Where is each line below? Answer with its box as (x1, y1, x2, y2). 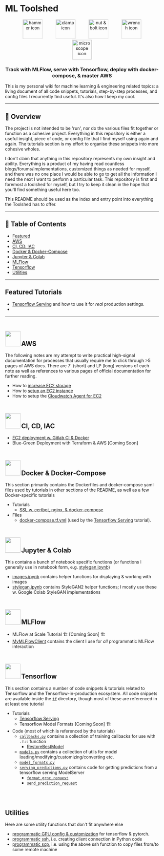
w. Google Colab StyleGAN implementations (12, 589, 101, 595)
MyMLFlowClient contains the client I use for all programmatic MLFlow (12, 638, 155, 644)
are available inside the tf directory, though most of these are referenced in (5, 695, 157, 701)
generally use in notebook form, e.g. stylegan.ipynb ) (5, 564, 111, 570)
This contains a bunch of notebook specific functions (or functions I (5, 559, 142, 564)
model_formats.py (19, 760, 55, 765)
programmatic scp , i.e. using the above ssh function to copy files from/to (12, 841, 159, 847)
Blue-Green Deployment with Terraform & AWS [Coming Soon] (12, 440, 138, 446)
